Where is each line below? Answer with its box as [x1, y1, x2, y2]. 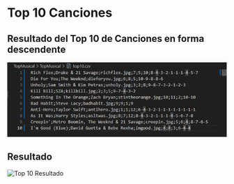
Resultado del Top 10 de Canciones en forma [7, 33, 205, 45]
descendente [7, 43, 66, 55]
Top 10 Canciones [7, 5, 113, 21]
